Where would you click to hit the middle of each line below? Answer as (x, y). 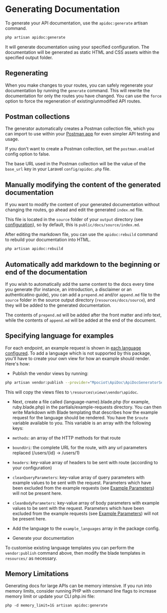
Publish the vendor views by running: (50, 373)
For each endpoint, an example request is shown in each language (73, 348)
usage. (12, 139)
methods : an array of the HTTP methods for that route (66, 438)
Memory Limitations (37, 574)
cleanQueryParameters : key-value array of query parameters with (79, 477)
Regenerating (27, 73)
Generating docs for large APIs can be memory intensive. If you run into (79, 586)
